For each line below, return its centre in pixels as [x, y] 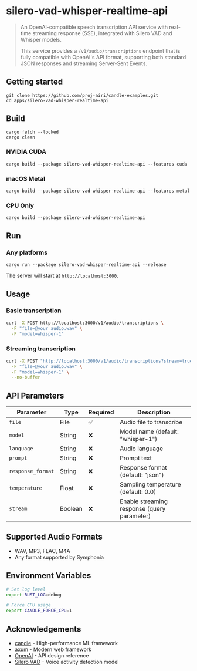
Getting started [35, 82]
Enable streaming [144, 501]
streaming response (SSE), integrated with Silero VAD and [102, 33]
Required [101, 412]
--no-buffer [26, 377]
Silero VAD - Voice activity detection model [67, 662]
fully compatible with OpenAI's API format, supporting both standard [103, 57]
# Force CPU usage [28, 605]
